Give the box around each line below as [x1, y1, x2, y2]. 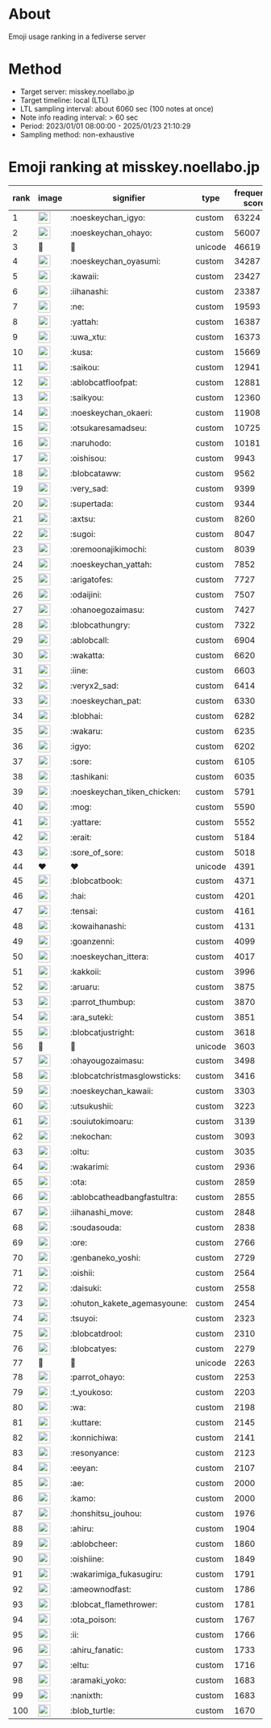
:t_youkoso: [69, 1386, 113, 1397]
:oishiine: [69, 1553, 105, 1565]
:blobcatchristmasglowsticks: [69, 1070, 181, 1081]
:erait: [69, 831, 92, 843]
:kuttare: [69, 1417, 102, 1428]
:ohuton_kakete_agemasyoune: [69, 1297, 188, 1308]
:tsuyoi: [69, 1312, 98, 1324]
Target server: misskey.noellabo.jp [19, 87, 135, 96]
